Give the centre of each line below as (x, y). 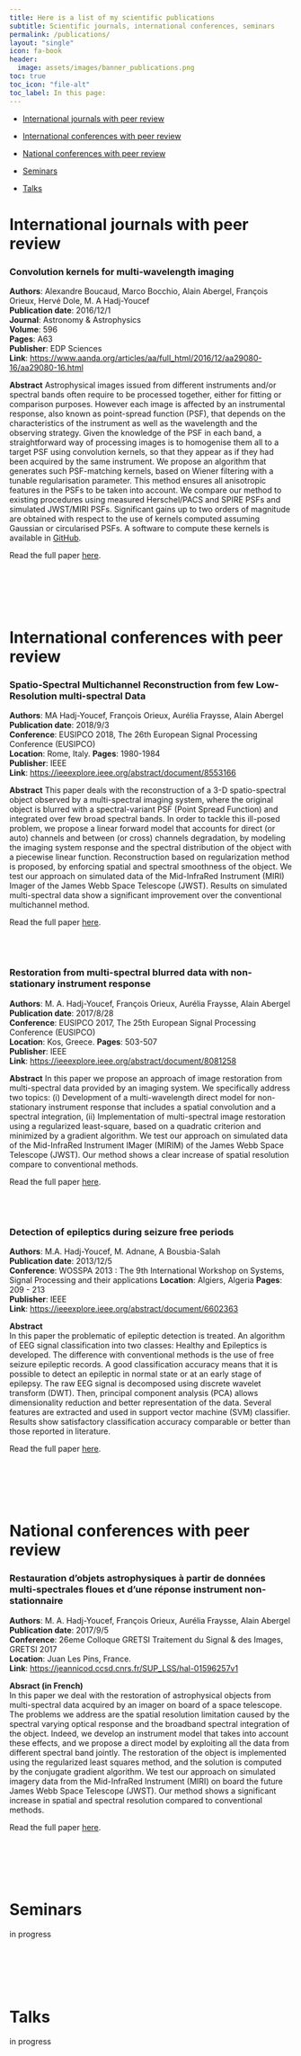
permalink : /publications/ (60, 34)
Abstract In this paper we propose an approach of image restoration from (146, 1078)
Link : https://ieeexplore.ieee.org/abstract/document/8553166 (123, 773)
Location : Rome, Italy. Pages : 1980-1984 (85, 754)
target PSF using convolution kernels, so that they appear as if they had (142, 451)
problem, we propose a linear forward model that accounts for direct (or (142, 829)
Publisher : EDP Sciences (56, 348)
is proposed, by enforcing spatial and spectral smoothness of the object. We (150, 867)
